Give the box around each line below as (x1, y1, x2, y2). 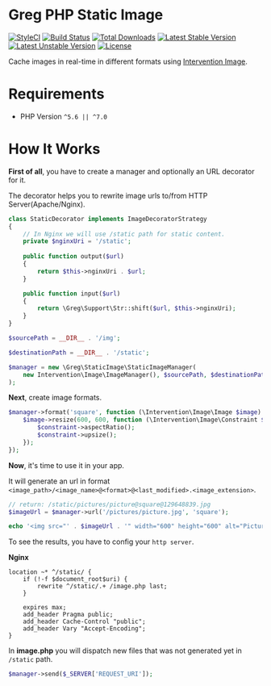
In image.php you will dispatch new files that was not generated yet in (8, 646, 242, 655)
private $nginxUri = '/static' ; (23, 237, 131, 245)
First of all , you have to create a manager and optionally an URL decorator (8, 166, 256, 176)
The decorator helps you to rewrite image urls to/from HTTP (8, 190, 208, 200)
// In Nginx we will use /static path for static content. (23, 230, 226, 238)
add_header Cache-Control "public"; (23, 617, 147, 626)
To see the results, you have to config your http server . (8, 537, 194, 546)
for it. (8, 175, 27, 185)
